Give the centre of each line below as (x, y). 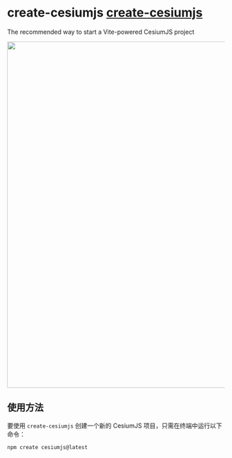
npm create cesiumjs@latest (48, 447)
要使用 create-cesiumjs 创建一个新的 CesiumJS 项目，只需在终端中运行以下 (115, 426)
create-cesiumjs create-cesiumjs (105, 13)
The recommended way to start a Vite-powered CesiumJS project (101, 32)
